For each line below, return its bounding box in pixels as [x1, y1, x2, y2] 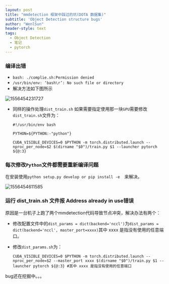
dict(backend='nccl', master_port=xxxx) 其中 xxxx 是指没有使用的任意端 [12, 227, 164, 233]
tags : [5, 31, 17, 36]
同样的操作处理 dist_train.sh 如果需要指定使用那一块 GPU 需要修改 [12, 106, 148, 112]
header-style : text [5, 26, 46, 31]
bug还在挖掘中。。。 [5, 273, 44, 279]
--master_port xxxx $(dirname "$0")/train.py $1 [53, 258, 157, 263]
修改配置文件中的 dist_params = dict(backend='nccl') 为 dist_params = [12, 220, 159, 227]
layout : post [5, 7, 33, 13]
